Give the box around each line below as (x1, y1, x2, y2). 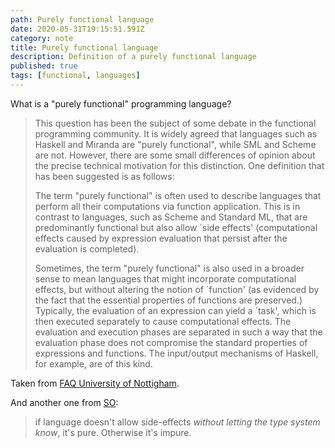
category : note (10, 33, 74, 43)
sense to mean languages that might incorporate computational (34, 272, 297, 285)
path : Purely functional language (10, 14, 155, 25)
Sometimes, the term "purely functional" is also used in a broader (34, 262, 305, 274)
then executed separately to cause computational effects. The (34, 315, 292, 327)
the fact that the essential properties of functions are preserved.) (34, 294, 303, 306)
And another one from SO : (10, 396, 119, 408)
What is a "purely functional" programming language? (10, 97, 232, 110)
